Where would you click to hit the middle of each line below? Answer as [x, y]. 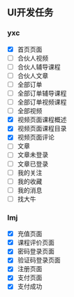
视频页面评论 [36, 137]
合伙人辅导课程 [39, 67]
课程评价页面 [36, 243]
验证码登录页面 [39, 260]
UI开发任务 [30, 13]
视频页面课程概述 [42, 120]
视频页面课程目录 [42, 128]
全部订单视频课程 [42, 102]
